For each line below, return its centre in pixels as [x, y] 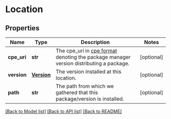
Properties [22, 28]
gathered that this [77, 92]
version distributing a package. [93, 63]
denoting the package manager [93, 57]
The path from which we [85, 86]
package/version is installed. [90, 99]
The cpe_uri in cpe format [87, 51]
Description [95, 42]
